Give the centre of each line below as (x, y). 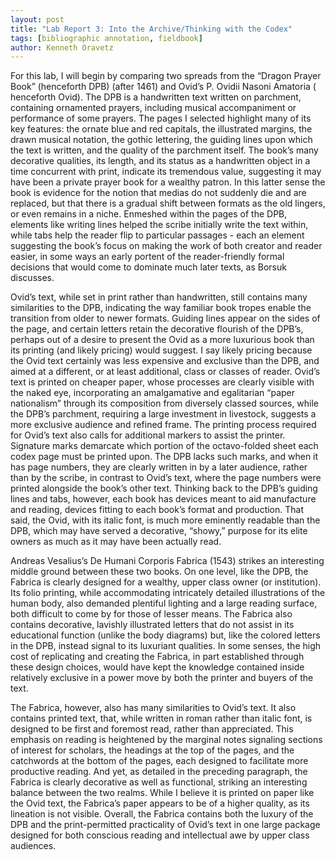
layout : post (37, 19)
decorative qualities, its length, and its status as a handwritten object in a (160, 161)
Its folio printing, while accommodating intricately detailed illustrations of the (168, 593)
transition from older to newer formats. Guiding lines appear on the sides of (165, 318)
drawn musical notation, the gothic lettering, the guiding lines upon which (161, 140)
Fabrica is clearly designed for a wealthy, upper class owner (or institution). (166, 582)
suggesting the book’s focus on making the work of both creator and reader (166, 246)
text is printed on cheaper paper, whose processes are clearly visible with (162, 382)
